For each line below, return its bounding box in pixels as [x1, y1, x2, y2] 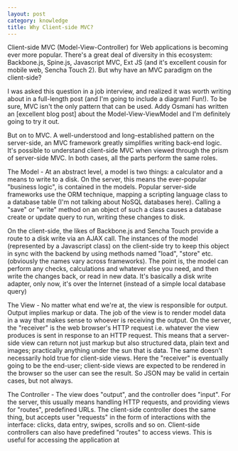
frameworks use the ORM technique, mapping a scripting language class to [7, 190, 228, 199]
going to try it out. [7, 117, 60, 126]
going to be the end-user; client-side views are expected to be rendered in [7, 361, 226, 370]
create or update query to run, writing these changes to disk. [7, 213, 185, 221]
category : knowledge [7, 17, 69, 24]
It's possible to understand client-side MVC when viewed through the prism [7, 147, 229, 155]
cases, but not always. [7, 376, 73, 385]
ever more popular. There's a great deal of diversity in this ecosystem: [7, 51, 213, 59]
